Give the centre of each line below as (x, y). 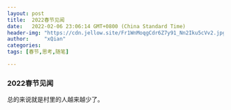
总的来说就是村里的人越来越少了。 (55, 100)
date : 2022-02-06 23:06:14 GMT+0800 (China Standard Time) (97, 26)
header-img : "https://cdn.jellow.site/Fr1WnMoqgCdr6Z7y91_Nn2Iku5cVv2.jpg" (118, 33)
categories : (24, 45)
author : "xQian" (37, 39)
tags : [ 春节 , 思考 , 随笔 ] (38, 52)
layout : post (26, 13)
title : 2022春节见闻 (36, 20)
